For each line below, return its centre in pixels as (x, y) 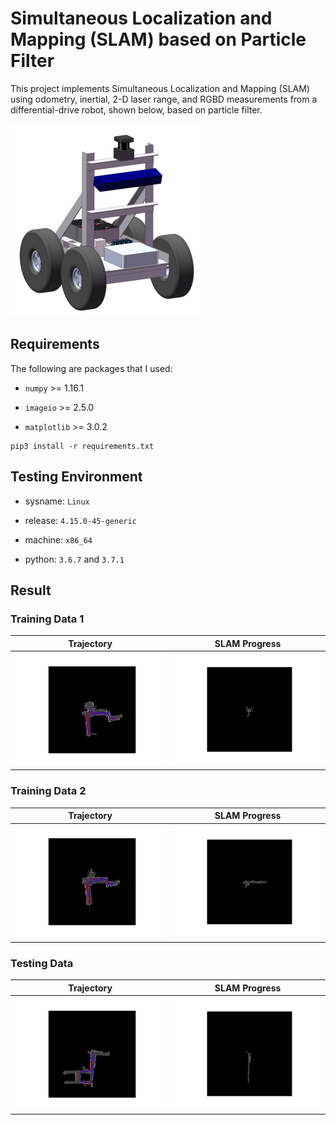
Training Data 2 (48, 791)
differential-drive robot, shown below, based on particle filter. (136, 109)
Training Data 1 (47, 619)
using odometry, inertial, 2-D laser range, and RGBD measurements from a (164, 99)
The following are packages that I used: (91, 368)
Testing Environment (76, 477)
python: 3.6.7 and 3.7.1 (74, 559)
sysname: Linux (57, 501)
